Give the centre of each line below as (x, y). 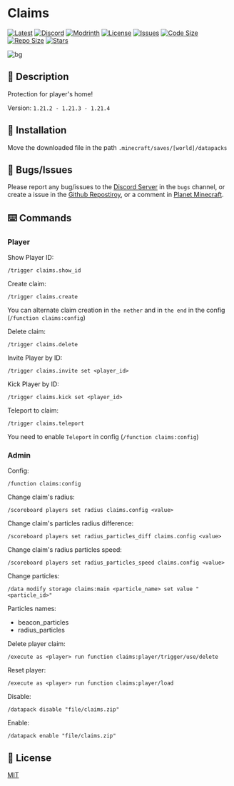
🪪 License (30, 758)
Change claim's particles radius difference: (71, 523)
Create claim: (27, 284)
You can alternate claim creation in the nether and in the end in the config (116, 310)
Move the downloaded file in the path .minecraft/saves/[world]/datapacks (117, 147)
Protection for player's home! (50, 94)
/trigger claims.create (43, 297)
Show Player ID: (31, 258)
